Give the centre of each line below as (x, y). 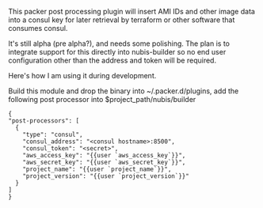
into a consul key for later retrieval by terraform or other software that (122, 20)
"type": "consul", (53, 134)
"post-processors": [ (44, 121)
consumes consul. (38, 28)
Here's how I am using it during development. (82, 76)
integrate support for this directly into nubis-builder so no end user (117, 52)
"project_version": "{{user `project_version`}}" (106, 176)
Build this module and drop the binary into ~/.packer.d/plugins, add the (124, 91)
